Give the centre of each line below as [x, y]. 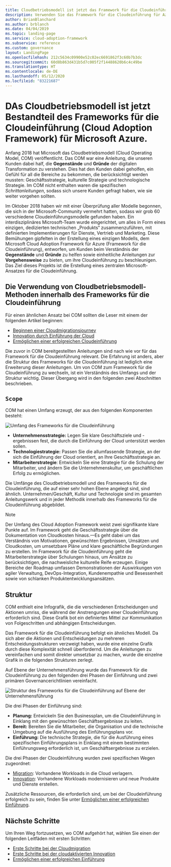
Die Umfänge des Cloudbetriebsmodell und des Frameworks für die [76, 483]
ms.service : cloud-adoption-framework [46, 39]
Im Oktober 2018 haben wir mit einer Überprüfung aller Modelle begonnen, [83, 206]
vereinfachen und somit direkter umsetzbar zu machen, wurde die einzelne [84, 655]
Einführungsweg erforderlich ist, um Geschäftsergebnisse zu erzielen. [86, 748]
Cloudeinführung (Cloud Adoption [79, 128]
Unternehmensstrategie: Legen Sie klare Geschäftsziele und [77, 435]
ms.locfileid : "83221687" [33, 81]
